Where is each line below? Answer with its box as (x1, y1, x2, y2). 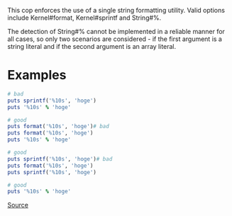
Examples (7, 67, 67, 84)
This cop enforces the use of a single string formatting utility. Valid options (7, 6, 226, 14)
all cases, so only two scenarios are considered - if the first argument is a (7, 35, 222, 43)
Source (7, 201, 28, 210)
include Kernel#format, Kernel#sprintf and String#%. (7, 13, 162, 22)
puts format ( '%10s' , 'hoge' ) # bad (7, 123, 110, 130)
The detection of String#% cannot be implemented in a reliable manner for (7, 28, 226, 35)
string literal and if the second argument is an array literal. (7, 42, 177, 50)
